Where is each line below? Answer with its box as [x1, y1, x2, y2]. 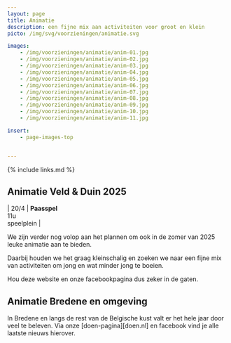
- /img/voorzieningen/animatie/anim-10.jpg [20, 108, 149, 115]
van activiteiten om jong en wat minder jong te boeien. [7, 261, 164, 270]
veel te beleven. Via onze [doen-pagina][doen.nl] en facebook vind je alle [7, 321, 219, 330]
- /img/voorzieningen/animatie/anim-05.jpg [20, 75, 149, 82]
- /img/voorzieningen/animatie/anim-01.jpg [20, 49, 149, 56]
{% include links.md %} [7, 165, 76, 174]
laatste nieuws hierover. [7, 329, 76, 337]
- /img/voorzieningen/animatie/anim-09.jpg [20, 101, 149, 109]
